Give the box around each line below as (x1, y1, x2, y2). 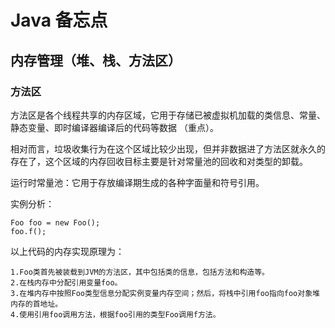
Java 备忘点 (10, 9, 108, 32)
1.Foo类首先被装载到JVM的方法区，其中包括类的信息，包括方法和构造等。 (10, 267, 270, 277)
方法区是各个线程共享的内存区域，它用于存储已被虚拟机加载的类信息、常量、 (10, 109, 326, 121)
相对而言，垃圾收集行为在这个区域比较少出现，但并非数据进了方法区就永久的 (10, 142, 326, 155)
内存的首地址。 (10, 299, 63, 309)
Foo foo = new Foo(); (10, 217, 101, 228)
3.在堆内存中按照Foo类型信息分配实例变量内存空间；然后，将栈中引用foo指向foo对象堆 (10, 288, 320, 298)
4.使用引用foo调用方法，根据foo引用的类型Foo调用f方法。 (10, 309, 221, 320)
